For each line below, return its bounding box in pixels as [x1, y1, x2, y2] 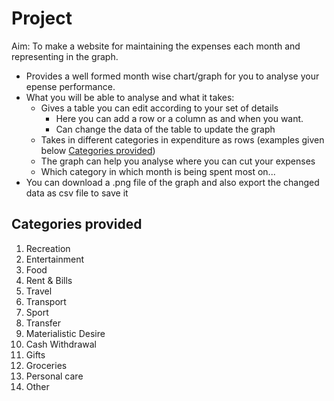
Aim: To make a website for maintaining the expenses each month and [11, 40, 301, 52]
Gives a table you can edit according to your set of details [40, 102, 279, 114]
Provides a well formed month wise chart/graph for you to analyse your [25, 70, 320, 82]
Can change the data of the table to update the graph [55, 123, 276, 135]
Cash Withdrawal [25, 338, 97, 350]
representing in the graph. [11, 50, 119, 62]
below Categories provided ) [40, 144, 156, 156]
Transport [25, 295, 67, 307]
